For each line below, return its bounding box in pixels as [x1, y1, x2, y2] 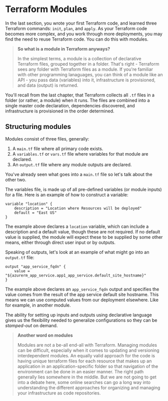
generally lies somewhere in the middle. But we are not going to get [17, 374, 156, 380]
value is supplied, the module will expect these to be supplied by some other [5, 234, 163, 240]
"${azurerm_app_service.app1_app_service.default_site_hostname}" [5, 273, 146, 278]
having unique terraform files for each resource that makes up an [17, 358, 152, 364]
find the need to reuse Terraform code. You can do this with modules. [5, 36, 148, 42]
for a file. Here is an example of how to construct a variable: [5, 192, 128, 198]
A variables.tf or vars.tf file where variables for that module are [12, 151, 148, 157]
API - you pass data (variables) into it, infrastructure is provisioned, [17, 77, 156, 83]
